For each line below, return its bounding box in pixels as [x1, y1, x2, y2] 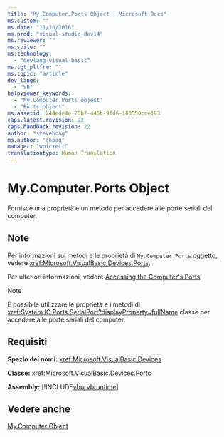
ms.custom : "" [7, 17, 50, 24]
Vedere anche [7, 403, 71, 415]
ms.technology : [7, 51, 53, 58]
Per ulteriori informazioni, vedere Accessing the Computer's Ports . [7, 272, 203, 281]
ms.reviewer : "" [7, 37, 55, 44]
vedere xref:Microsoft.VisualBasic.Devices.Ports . [7, 258, 151, 267]
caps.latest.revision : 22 [7, 116, 84, 123]
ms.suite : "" [7, 43, 46, 51]
